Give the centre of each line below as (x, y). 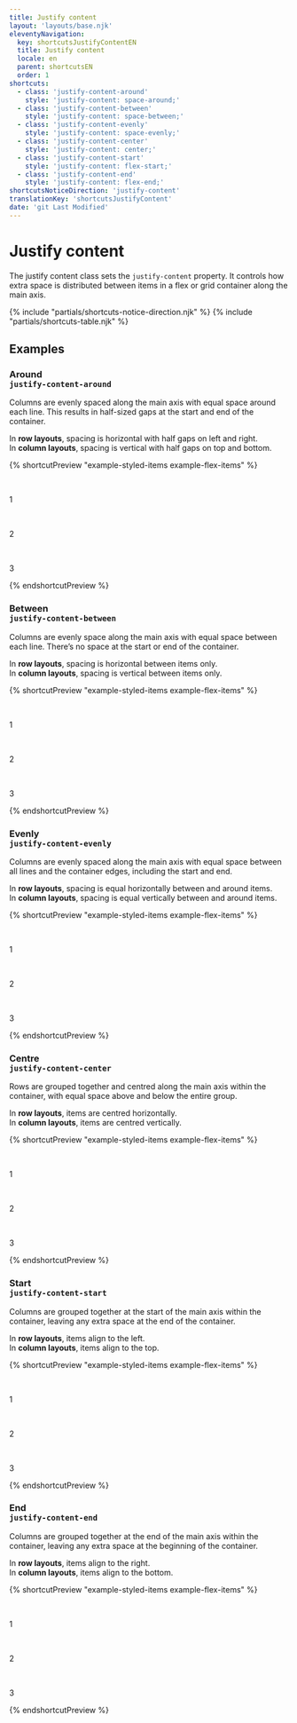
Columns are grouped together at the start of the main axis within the (135, 1311)
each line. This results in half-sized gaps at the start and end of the (132, 412)
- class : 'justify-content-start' (81, 158)
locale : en (37, 59)
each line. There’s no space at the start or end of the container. (124, 646)
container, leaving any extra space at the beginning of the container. (134, 1545)
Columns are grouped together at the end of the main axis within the (134, 1536)
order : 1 (33, 75)
